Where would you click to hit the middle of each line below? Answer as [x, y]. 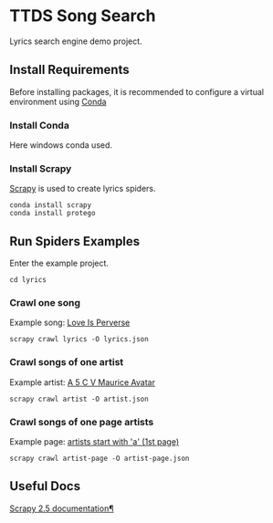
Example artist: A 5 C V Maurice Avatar [82, 382]
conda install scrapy [51, 205]
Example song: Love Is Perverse [70, 323]
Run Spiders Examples [75, 241]
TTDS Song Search [83, 16]
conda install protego [52, 214]
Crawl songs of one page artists [82, 422]
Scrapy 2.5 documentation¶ [62, 508]
